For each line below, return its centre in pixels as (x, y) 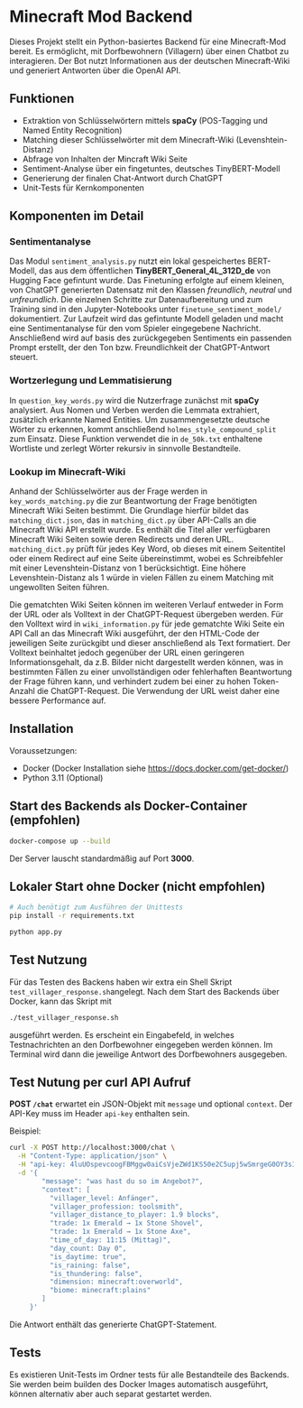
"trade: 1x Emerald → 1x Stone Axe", (120, 1232)
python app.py (36, 932)
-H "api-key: (42, 1165)
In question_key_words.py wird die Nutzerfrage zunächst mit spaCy (134, 400)
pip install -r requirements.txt (72, 916)
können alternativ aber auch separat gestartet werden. (110, 1394)
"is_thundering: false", (96, 1274)
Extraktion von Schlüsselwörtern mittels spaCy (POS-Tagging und (145, 120)
